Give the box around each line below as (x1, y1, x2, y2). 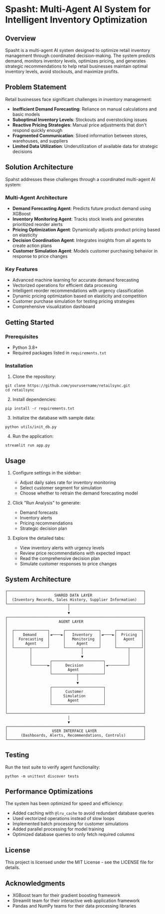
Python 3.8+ (12, 344, 38, 350)
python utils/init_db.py (5, 424, 57, 429)
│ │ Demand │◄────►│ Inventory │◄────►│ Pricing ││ (5, 632, 146, 637)
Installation (5, 362, 33, 369)
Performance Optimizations (5, 787, 93, 796)
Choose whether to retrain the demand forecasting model (19, 490, 138, 496)
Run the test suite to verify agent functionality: (5, 764, 101, 770)
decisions (12, 148, 32, 154)
